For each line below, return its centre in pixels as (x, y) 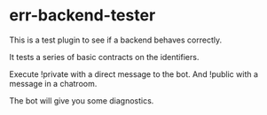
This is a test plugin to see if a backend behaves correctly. (116, 40)
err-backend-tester (82, 15)
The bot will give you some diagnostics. (82, 100)
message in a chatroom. (53, 83)
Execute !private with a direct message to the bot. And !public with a (134, 74)
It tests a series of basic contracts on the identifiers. (104, 57)
